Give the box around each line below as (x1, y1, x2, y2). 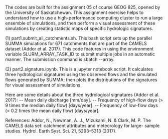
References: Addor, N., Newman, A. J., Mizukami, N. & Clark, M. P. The (5, 117, 151, 123)
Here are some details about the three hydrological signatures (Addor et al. (5, 92, 160, 97)
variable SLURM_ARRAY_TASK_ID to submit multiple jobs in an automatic (5, 51, 155, 57)
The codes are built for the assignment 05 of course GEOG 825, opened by (5, 4, 160, 10)
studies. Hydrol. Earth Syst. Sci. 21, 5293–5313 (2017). (5, 128, 117, 134)
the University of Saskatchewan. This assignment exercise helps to (5, 9, 144, 15)
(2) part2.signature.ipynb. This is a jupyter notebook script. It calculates (5, 66, 153, 72)
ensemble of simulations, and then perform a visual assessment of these (5, 20, 155, 26)
